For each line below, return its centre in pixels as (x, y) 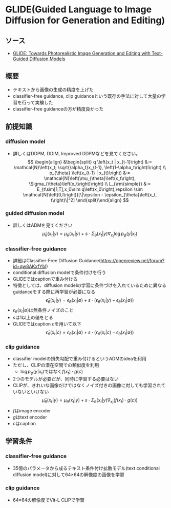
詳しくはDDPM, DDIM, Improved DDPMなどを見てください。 (77, 153)
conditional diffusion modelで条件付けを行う (59, 273)
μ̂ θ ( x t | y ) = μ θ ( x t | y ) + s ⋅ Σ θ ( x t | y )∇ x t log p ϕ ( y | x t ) (90, 234)
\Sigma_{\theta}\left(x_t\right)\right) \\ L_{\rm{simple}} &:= (90, 184)
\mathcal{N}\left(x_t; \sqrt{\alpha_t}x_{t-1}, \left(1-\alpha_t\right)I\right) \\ (90, 167)
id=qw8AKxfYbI (29, 266)
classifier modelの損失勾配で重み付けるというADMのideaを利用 (80, 358)
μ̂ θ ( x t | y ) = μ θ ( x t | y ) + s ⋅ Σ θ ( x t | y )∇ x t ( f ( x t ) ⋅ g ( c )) (90, 401)
